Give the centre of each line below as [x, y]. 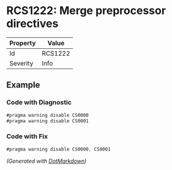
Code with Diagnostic [39, 103]
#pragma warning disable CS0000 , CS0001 [59, 149]
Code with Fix [27, 136]
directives [32, 24]
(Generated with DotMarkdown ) [47, 161]
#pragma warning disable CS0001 [47, 121]
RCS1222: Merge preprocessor [86, 11]
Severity [21, 63]
